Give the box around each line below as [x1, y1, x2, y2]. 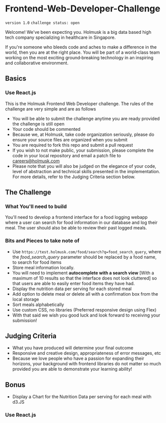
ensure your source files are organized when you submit [12, 136, 128, 142]
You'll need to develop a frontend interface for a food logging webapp [5, 214, 148, 220]
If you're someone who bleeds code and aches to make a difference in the [5, 44, 157, 50]
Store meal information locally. [12, 264, 75, 270]
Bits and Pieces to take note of [5, 237, 80, 244]
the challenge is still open [12, 120, 64, 127]
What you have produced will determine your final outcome [12, 345, 134, 351]
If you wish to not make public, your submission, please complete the [12, 147, 154, 153]
